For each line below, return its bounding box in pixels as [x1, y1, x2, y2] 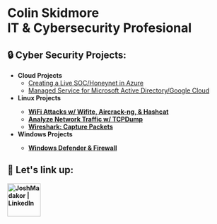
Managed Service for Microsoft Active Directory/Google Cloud [28, 86, 210, 95]
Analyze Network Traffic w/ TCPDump [28, 115, 143, 123]
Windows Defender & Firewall [28, 143, 117, 152]
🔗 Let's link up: [7, 164, 74, 176]
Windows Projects [17, 130, 73, 138]
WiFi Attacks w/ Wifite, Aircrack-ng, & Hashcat [28, 107, 169, 116]
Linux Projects [17, 94, 61, 102]
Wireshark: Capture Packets [28, 122, 113, 131]
